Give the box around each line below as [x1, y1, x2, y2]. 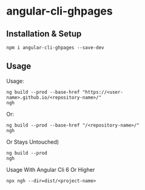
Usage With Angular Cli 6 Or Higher [6, 166, 95, 173]
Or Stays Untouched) [6, 138, 59, 146]
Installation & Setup [6, 29, 82, 39]
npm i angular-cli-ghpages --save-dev [6, 44, 104, 51]
